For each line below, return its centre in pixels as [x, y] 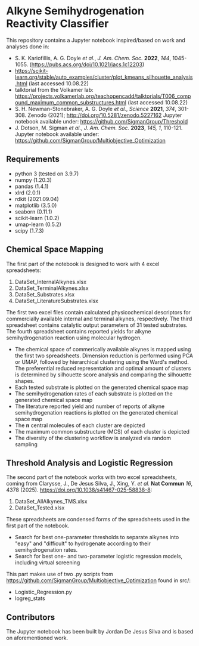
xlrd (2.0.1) [27, 193]
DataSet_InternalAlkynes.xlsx [51, 282]
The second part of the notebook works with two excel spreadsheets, [91, 477]
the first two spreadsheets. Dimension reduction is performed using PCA [104, 356]
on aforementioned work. [37, 638]
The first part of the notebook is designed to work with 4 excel [83, 264]
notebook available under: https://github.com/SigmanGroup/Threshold [101, 121]
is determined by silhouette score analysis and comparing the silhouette [103, 375]
